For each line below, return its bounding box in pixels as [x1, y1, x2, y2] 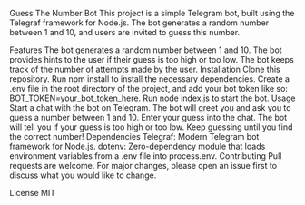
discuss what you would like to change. [9, 170, 157, 181]
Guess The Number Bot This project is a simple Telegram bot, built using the [9, 8, 295, 18]
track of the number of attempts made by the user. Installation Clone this [9, 63, 280, 74]
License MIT [9, 188, 56, 198]
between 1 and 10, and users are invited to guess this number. [9, 27, 241, 37]
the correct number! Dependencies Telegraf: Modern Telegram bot [9, 132, 260, 142]
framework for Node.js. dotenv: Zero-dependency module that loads [9, 141, 266, 151]
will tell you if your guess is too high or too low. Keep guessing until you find [9, 122, 293, 132]
